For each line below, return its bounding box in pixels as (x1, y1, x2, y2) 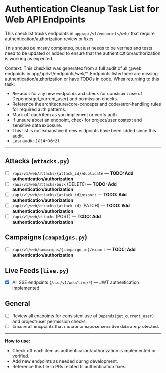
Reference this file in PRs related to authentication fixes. (12, 363, 126, 369)
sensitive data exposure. (12, 122, 63, 128)
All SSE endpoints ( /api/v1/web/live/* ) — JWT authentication (12, 280, 139, 285)
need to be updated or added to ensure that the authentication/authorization (5, 50, 161, 56)
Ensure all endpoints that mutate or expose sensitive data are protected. (12, 323, 159, 329)
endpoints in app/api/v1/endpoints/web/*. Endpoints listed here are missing (5, 70, 158, 76)
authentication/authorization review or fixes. (5, 36, 95, 42)
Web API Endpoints (5, 14, 85, 25)
